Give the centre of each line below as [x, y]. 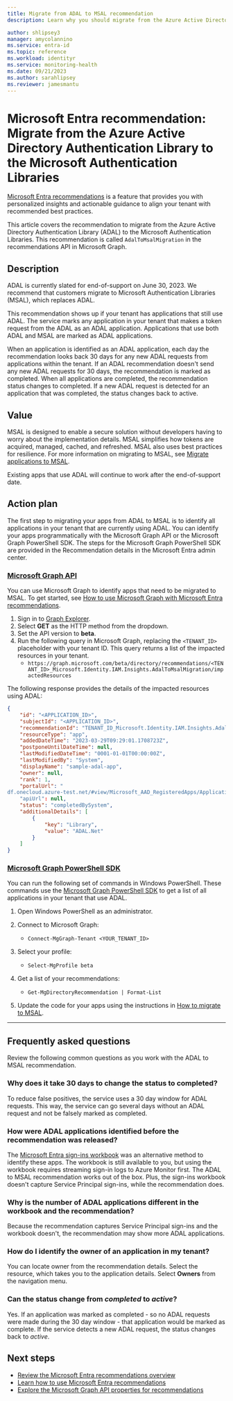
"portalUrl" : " [42, 786]
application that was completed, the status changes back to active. [103, 393]
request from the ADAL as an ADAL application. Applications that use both [113, 328]
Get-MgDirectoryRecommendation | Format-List [94, 992]
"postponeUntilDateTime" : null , [66, 747]
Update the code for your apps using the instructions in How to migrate [119, 1006]
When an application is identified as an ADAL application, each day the [108, 349]
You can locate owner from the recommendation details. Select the [103, 1266]
